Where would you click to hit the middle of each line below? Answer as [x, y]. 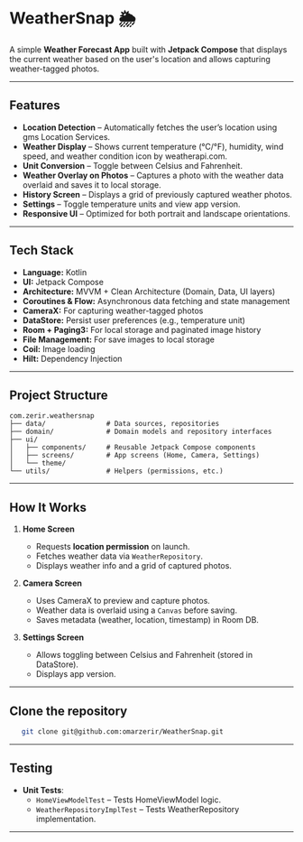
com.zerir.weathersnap [52, 416]
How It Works [48, 507]
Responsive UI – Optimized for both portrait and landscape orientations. [156, 213]
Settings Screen [53, 637]
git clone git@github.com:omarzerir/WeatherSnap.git [122, 732]
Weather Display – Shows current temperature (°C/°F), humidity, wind [153, 146]
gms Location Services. [66, 136]
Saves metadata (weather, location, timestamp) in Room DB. [147, 620]
